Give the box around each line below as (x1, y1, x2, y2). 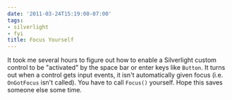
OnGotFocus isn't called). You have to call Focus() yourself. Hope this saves (7, 78, 224, 87)
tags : (7, 17, 23, 24)
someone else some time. (7, 86, 83, 94)
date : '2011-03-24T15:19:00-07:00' (7, 10, 112, 18)
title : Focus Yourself (7, 37, 74, 44)
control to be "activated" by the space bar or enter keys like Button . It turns (7, 63, 226, 72)
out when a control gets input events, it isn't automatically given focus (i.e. (7, 71, 224, 80)
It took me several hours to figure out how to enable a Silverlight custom (7, 56, 217, 64)
